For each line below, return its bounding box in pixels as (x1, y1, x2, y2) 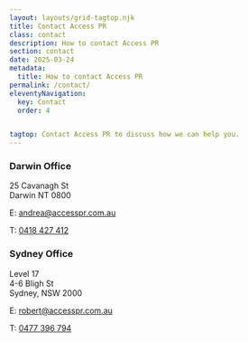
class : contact (9, 30, 67, 39)
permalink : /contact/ (9, 81, 91, 90)
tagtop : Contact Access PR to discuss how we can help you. (9, 130, 241, 139)
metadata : (9, 64, 47, 73)
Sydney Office (9, 248, 74, 261)
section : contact (9, 47, 75, 56)
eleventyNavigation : (9, 89, 87, 98)
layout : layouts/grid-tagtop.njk (9, 13, 135, 23)
